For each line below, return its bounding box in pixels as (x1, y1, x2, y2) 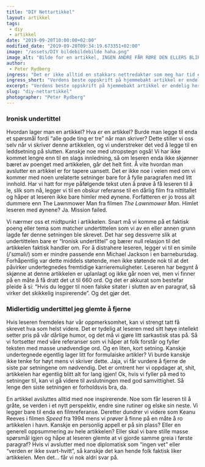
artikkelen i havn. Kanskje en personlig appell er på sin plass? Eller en (6, 421, 181, 428)
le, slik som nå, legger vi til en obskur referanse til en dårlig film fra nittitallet (6, 187, 197, 194)
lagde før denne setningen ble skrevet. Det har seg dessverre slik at (6, 231, 177, 238)
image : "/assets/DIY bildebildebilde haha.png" (6, 49, 130, 55)
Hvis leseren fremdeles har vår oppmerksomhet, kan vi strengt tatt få (6, 318, 180, 326)
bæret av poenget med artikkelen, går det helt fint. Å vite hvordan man (6, 161, 184, 168)
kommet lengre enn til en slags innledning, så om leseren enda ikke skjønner (6, 154, 198, 162)
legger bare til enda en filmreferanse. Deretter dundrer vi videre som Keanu (6, 408, 196, 416)
